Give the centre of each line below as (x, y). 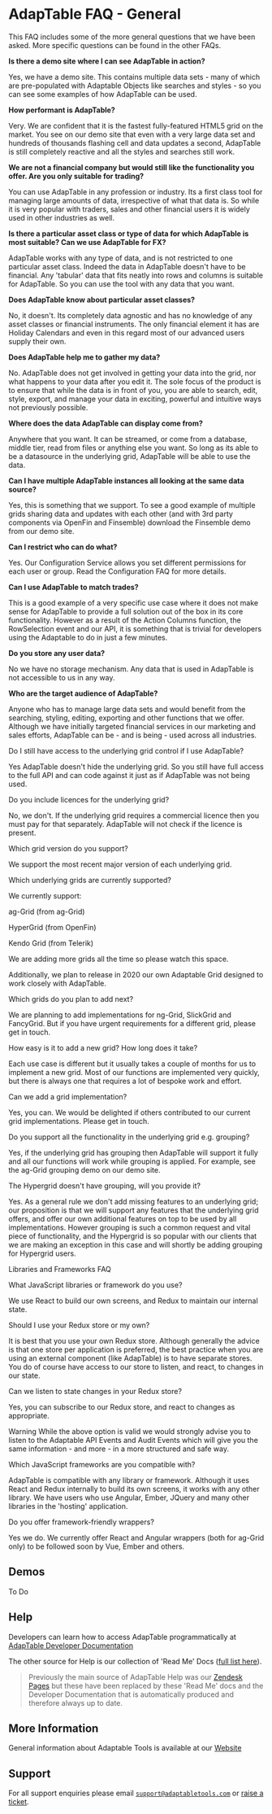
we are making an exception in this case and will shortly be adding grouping (136, 1244)
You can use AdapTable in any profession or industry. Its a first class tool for (136, 191)
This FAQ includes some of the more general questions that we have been (132, 37)
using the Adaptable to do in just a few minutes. (88, 637)
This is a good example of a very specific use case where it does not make (133, 602)
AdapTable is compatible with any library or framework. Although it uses (129, 1480)
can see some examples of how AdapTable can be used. (103, 94)
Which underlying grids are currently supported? (90, 880)
